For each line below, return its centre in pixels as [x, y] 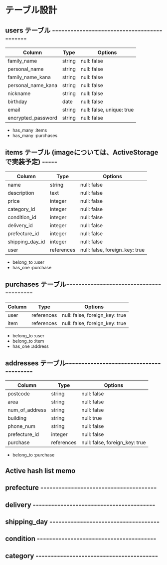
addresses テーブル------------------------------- [83, 363]
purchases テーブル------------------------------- [83, 285]
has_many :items [30, 130]
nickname [19, 93]
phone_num [22, 426]
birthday [17, 102]
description [21, 193]
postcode [19, 394]
